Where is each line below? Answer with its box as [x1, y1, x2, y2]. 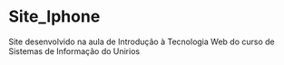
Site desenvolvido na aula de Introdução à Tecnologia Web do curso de [8, 36, 275, 47]
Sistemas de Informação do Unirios [8, 45, 141, 56]
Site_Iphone [8, 6, 101, 27]
